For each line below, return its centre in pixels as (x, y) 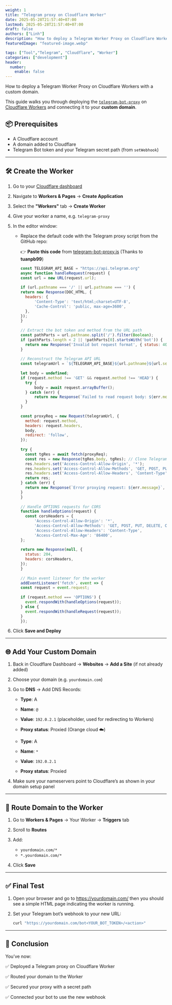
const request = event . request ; (55, 588)
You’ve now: (18, 956)
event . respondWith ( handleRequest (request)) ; (73, 611)
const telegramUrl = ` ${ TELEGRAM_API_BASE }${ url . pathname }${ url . (91, 364)
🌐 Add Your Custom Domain (51, 652)
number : (18, 67)
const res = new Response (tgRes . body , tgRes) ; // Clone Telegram (96, 459)
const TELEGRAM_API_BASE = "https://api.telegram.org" (80, 268)
